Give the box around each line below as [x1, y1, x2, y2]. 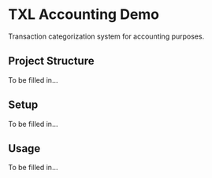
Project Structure [8, 54, 95, 68]
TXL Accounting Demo [8, 6, 160, 24]
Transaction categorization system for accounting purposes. [8, 32, 205, 41]
